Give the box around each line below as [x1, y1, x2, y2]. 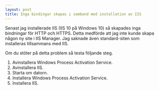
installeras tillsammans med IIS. [5, 40, 69, 46]
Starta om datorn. [12, 70, 48, 75]
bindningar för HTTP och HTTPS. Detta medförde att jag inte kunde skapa [5, 30, 155, 36]
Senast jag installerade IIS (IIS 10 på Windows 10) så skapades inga [5, 25, 141, 31]
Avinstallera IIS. [12, 64, 44, 71]
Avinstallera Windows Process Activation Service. [12, 59, 113, 65]
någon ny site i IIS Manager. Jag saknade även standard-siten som [5, 35, 140, 41]
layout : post [5, 7, 32, 12]
